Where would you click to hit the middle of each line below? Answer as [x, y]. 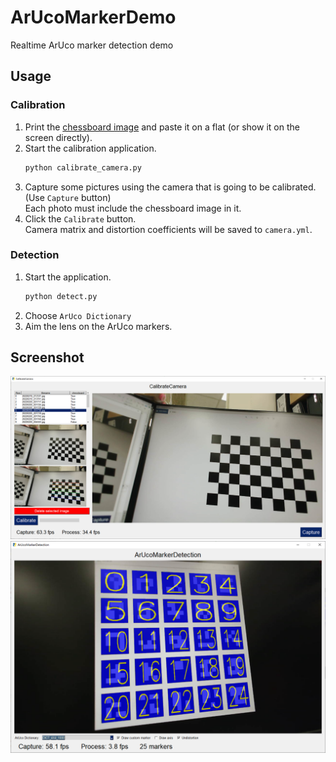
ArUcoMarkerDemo [93, 17]
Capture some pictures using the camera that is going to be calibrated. [170, 187]
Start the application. [68, 277]
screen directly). [58, 137]
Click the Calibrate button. [80, 218]
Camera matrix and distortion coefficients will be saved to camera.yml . [168, 229]
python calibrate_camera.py [83, 167]
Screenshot [47, 357]
